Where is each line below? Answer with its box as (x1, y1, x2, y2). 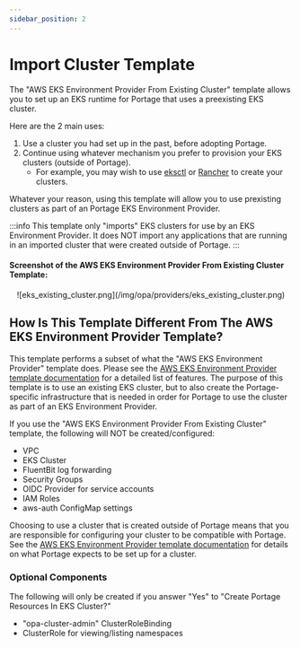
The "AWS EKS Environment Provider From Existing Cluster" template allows (9, 83, 291, 94)
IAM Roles (22, 493, 60, 503)
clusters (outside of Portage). (22, 157, 132, 168)
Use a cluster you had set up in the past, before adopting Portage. (22, 137, 268, 148)
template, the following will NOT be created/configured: (9, 427, 216, 439)
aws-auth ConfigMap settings (22, 503, 133, 513)
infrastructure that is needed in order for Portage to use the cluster (40, 391, 288, 402)
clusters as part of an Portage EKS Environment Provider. (9, 203, 221, 214)
